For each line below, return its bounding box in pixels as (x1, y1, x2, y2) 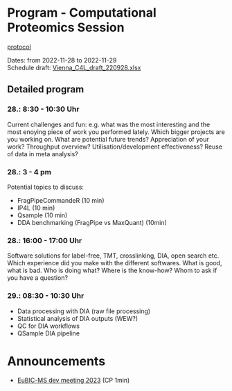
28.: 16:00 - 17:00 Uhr (7, 235, 82, 245)
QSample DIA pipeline (17, 328, 80, 338)
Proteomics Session (7, 19, 125, 35)
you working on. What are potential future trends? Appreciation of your (7, 135, 209, 143)
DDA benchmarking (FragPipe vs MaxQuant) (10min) (17, 218, 168, 226)
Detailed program (7, 83, 84, 95)
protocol (7, 42, 31, 51)
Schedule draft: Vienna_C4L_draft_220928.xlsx (7, 63, 141, 72)
